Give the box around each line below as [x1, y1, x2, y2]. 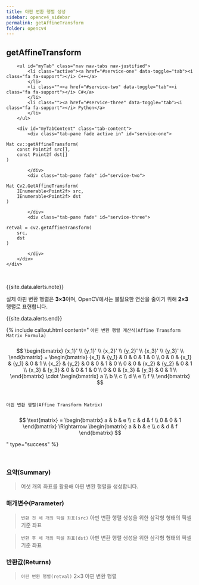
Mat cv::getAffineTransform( [6, 141, 79, 148]
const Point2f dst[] [17, 152, 68, 158]
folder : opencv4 [6, 25, 46, 32]
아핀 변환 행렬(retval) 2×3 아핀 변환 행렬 [20, 572, 117, 580]
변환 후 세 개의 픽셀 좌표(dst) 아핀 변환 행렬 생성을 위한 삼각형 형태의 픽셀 [20, 534, 192, 541]
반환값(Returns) [6, 558, 52, 566]
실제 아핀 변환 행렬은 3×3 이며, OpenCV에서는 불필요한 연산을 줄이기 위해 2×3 [6, 295, 189, 303]
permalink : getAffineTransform [6, 20, 84, 26]
